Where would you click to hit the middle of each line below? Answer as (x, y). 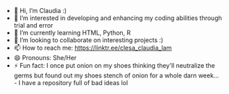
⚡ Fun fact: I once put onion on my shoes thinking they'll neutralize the (114, 65)
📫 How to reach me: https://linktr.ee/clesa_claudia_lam (93, 48)
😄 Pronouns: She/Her (45, 58)
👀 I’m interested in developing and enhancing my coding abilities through (118, 18)
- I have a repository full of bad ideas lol (71, 83)
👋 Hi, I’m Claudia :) (40, 11)
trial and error (33, 25)
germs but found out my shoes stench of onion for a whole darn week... (116, 75)
